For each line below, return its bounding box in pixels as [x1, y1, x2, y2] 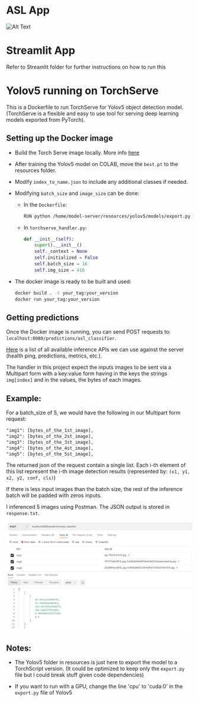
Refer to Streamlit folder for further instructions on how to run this [6, 63, 166, 70]
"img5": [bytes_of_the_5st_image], [6, 451, 94, 457]
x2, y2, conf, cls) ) [6, 474, 56, 482]
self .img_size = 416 [34, 267, 85, 273]
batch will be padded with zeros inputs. [6, 492, 102, 499]
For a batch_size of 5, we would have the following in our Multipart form [6, 409, 181, 417]
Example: [6, 394, 41, 404]
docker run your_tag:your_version [14, 296, 100, 302]
